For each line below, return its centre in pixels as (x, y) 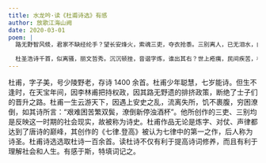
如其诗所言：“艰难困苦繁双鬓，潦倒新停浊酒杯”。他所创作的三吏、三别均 (139, 112)
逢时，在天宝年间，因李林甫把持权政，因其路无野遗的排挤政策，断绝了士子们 (133, 92)
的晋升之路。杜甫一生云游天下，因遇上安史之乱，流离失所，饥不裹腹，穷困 (129, 102)
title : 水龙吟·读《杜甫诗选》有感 (58, 15)
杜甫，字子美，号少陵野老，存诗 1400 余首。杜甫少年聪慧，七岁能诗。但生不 (133, 82)
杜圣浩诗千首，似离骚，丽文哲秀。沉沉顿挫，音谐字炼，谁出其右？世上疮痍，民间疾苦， (136, 59)
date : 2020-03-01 (37, 30)
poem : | (21, 37)
